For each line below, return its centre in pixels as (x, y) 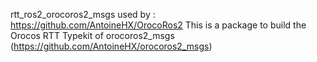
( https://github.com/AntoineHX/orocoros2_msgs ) (111, 46)
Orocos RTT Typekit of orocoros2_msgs (92, 35)
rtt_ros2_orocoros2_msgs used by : (83, 14)
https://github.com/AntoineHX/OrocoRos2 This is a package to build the (158, 25)
